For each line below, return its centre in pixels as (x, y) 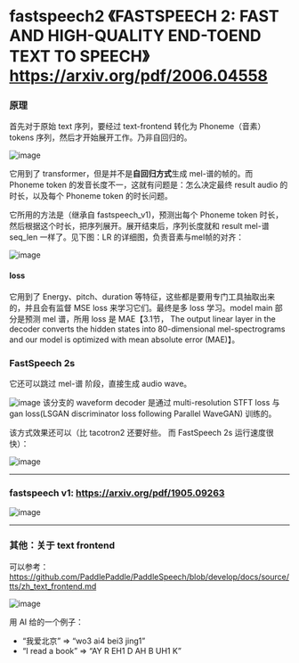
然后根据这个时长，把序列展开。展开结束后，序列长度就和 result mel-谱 (139, 226)
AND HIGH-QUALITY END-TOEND (135, 36)
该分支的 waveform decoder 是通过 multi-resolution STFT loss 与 (162, 402)
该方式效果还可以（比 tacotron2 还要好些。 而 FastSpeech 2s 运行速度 (138, 432)
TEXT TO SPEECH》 (79, 57)
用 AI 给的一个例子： (47, 622)
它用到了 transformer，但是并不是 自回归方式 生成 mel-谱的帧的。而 (131, 174)
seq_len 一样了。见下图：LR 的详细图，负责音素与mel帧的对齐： (127, 237)
